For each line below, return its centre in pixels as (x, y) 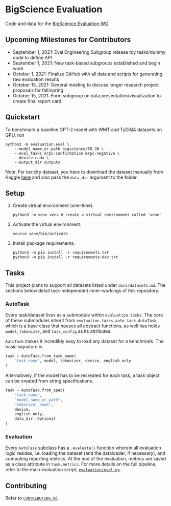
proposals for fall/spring (38, 90)
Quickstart (23, 117)
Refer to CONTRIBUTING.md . (32, 498)
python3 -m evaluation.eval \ (38, 144)
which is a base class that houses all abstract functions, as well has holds (83, 326)
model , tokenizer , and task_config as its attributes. (58, 331)
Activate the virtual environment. (47, 224)
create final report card (37, 101)
